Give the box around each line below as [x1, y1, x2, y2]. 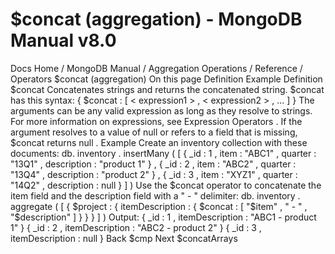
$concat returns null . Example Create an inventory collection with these [10, 136, 308, 148]
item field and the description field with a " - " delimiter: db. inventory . [10, 189, 301, 202]
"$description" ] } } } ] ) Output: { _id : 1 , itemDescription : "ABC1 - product [10, 211, 317, 223]
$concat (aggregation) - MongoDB [10, 8, 303, 31]
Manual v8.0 [10, 29, 117, 52]
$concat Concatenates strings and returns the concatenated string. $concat [10, 83, 325, 95]
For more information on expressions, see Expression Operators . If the [10, 115, 303, 127]
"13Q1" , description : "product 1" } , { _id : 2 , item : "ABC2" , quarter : [10, 158, 297, 170]
